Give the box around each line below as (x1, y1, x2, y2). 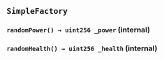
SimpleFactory (6, 6, 68, 17)
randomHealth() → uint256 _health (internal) (6, 43, 158, 53)
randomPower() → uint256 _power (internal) (6, 25, 151, 34)
